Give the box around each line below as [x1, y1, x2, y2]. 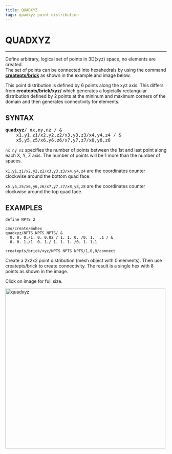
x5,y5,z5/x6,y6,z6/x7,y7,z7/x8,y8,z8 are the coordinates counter [5, 183, 146, 190]
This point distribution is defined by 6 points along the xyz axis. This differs [5, 82, 164, 89]
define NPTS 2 [5, 217, 36, 222]
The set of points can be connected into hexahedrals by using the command [5, 67, 166, 73]
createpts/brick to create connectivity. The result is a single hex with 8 [5, 263, 154, 269]
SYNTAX [5, 113, 34, 122]
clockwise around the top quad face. [5, 189, 83, 195]
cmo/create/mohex [5, 226, 42, 231]
